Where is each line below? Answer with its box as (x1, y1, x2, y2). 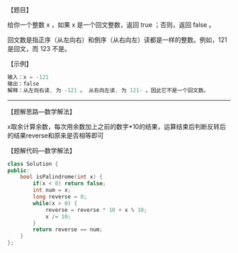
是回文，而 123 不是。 (7, 45, 71, 52)
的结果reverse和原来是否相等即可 (7, 131, 104, 140)
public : (7, 167, 30, 174)
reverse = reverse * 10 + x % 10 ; (45, 206, 147, 213)
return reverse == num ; (33, 226, 103, 233)
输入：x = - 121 (7, 74, 49, 81)
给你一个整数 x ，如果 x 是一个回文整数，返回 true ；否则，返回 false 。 (7, 21, 215, 29)
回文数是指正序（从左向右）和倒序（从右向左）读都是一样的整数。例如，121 (7, 35, 227, 44)
